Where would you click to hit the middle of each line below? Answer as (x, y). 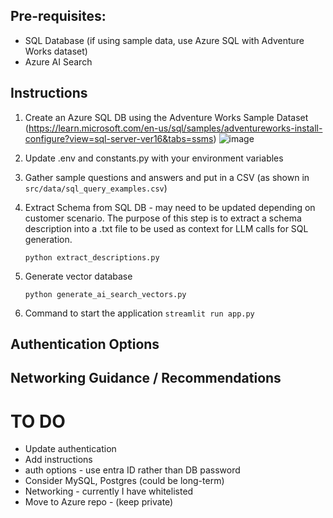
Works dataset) (56, 51)
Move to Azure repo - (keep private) (99, 502)
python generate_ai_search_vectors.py (105, 294)
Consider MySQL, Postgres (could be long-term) (124, 481)
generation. (48, 239)
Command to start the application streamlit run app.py (139, 313)
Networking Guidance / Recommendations (146, 378)
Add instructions (58, 460)
